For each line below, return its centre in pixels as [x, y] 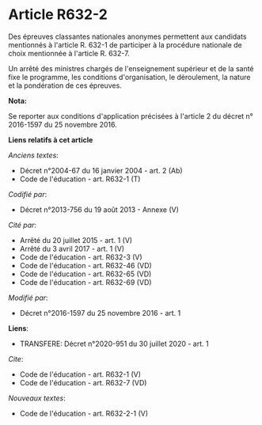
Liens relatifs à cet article [51, 139]
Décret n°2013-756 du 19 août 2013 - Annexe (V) [99, 209]
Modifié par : [28, 298]
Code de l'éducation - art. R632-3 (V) [81, 257]
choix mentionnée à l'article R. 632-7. [69, 53]
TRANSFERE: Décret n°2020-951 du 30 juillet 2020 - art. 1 [114, 343]
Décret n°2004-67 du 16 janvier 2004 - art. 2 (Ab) [101, 170]
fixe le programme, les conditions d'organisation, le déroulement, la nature [129, 77]
